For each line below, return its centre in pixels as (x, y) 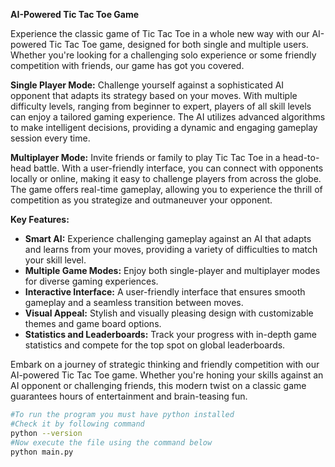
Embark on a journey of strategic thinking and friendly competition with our (165, 364)
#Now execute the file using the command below (111, 442)
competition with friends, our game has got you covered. (127, 65)
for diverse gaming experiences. (91, 281)
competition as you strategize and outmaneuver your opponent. (141, 200)
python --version (46, 433)
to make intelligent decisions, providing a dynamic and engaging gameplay (164, 127)
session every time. (50, 138)
